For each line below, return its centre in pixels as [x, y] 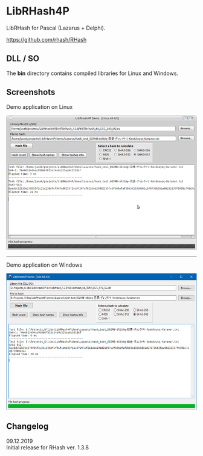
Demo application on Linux [40, 106]
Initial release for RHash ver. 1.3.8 [48, 447]
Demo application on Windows [44, 265]
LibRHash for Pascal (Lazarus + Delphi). [56, 28]
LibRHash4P [38, 11]
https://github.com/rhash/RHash [47, 39]
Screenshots [31, 92]
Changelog [27, 427]
